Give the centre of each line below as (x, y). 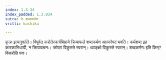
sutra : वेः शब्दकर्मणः (22, 19)
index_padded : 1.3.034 (29, 14)
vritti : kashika (22, 24)
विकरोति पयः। (16, 53)
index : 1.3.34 (20, 10)
